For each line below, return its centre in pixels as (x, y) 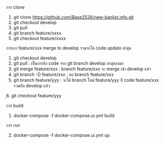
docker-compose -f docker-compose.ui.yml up (61, 135)
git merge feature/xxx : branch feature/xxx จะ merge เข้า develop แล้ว (82, 69)
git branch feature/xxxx (37, 33)
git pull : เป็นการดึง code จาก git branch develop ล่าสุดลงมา (68, 63)
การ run (13, 125)
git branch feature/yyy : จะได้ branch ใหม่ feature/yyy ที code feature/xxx (86, 80)
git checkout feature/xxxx (40, 38)
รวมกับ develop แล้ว (32, 86)
